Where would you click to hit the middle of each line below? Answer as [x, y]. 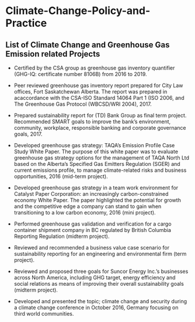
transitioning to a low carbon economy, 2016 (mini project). [85, 212]
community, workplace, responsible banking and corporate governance [100, 128]
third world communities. [44, 314]
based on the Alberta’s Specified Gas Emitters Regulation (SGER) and [97, 164]
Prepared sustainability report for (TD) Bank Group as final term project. [100, 115]
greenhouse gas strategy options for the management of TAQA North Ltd [102, 158]
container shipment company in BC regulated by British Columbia [93, 230]
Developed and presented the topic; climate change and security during [100, 301]
